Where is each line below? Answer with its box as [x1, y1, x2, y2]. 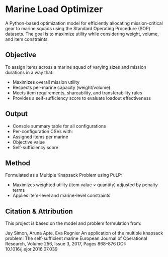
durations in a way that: [5, 69, 54, 75]
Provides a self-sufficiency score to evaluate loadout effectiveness [12, 95, 151, 101]
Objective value [12, 139, 45, 145]
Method [5, 159, 31, 167]
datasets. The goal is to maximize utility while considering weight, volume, [5, 31, 159, 37]
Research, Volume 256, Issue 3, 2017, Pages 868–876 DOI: [5, 241, 127, 247]
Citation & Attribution [5, 207, 73, 215]
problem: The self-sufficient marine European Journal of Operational [5, 235, 147, 241]
